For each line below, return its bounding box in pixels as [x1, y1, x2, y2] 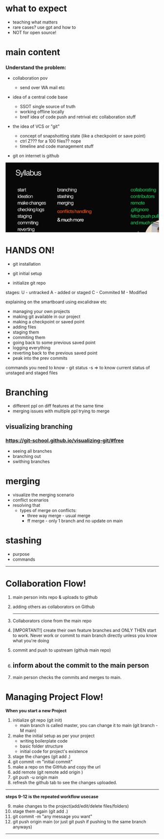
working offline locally [19, 109, 65, 115]
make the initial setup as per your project [12, 732, 95, 739]
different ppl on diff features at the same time [12, 403, 104, 409]
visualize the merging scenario [12, 492, 74, 498]
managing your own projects [12, 308, 70, 314]
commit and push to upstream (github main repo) [12, 647, 111, 653]
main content [5, 47, 60, 58]
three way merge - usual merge [27, 513, 91, 519]
